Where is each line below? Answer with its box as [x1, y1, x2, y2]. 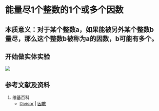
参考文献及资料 [5, 81, 50, 89]
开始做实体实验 [5, 52, 50, 61]
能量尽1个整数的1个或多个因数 [5, 4, 124, 16]
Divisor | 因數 [19, 101, 46, 107]
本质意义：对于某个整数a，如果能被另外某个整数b [5, 25, 154, 34]
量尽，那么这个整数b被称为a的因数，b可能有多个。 [5, 35, 158, 43]
